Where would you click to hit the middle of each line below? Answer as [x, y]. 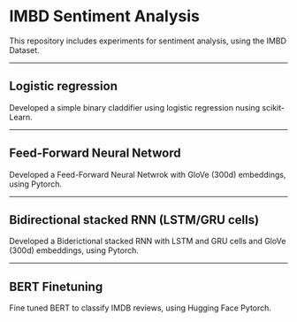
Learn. [21, 117]
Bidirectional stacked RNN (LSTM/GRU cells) [134, 220]
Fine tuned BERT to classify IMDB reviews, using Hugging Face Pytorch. [141, 308]
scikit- [274, 107]
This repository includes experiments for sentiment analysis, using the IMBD [148, 41]
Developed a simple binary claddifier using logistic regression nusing [135, 107]
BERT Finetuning [56, 286]
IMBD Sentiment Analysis [105, 16]
